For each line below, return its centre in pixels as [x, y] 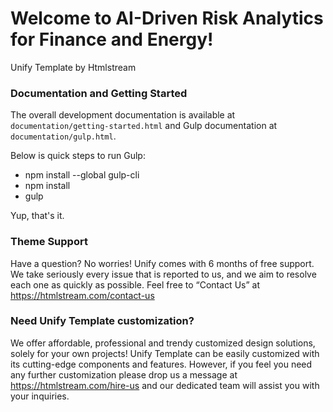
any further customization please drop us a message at [124, 374]
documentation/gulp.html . [63, 136]
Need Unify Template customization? [102, 321]
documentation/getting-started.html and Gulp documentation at [144, 126]
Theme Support [49, 242]
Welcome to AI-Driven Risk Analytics [167, 18]
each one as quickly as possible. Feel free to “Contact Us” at [135, 284]
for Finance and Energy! [112, 39]
